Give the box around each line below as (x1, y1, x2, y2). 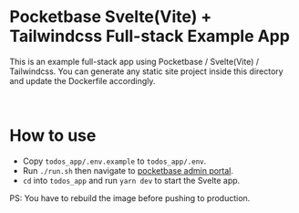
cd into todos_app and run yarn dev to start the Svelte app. (22, 175, 241, 186)
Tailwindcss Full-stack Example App (9, 26, 290, 47)
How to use (9, 125, 97, 146)
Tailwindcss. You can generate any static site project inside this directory (9, 66, 284, 77)
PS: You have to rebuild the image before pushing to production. (9, 192, 251, 203)
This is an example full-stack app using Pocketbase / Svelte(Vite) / (9, 56, 260, 67)
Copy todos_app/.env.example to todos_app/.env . (22, 155, 207, 166)
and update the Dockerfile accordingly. (9, 75, 156, 86)
